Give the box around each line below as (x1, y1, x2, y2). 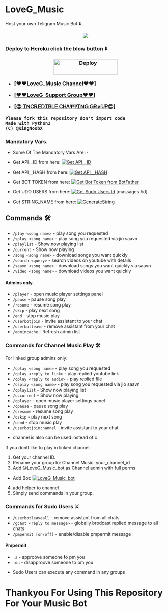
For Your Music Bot (5, 598, 88, 609)
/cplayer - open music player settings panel (12, 398, 105, 404)
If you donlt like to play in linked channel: (5, 444, 91, 451)
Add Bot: (12, 475, 32, 481)
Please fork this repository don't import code (5, 115, 126, 121)
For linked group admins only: (5, 355, 68, 361)
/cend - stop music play (12, 419, 62, 426)
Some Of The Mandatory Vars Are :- (12, 149, 89, 156)
